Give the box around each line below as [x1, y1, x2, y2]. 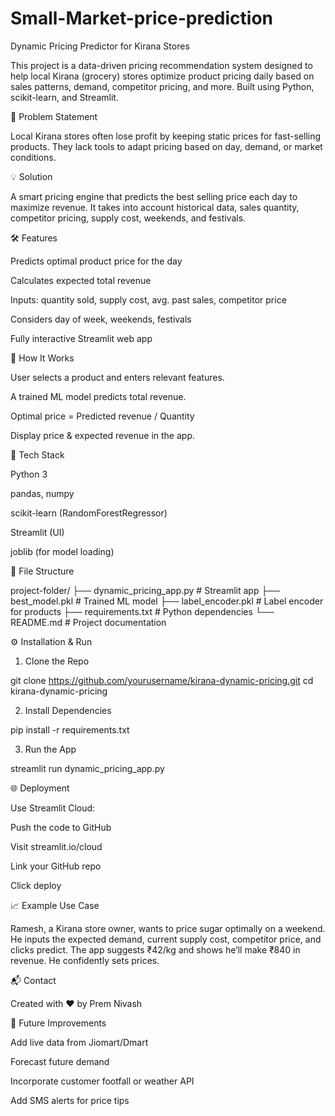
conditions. [10, 151, 57, 163]
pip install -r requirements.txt [10, 723, 130, 736]
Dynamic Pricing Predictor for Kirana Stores [10, 40, 190, 52]
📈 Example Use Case [10, 899, 100, 911]
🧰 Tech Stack [10, 448, 65, 461]
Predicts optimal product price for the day [10, 255, 183, 267]
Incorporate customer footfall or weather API [10, 1075, 195, 1087]
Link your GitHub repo [10, 860, 102, 872]
